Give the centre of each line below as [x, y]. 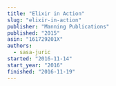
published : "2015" [33, 33]
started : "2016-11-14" [40, 59]
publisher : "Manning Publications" [58, 26]
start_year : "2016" [35, 65]
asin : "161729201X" [35, 40]
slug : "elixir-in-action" [44, 20]
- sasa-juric [32, 53]
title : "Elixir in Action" [46, 14]
